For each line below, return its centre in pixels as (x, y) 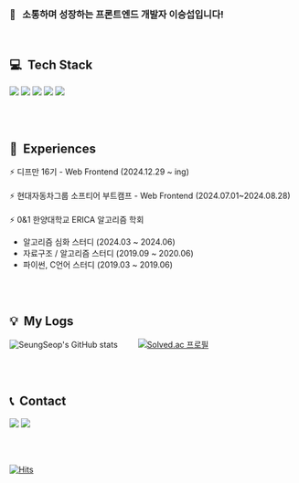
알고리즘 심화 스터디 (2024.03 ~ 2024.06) (99, 241)
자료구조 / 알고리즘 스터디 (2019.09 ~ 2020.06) (108, 253)
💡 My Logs (42, 321)
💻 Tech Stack (51, 64)
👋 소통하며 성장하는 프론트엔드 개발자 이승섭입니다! (117, 14)
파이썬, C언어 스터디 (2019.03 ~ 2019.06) (98, 264)
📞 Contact (38, 401)
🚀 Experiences (53, 148)
